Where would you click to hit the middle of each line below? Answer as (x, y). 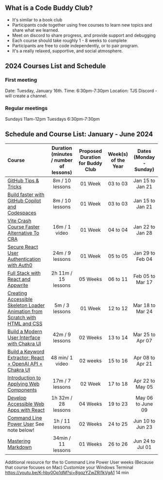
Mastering (19, 441)
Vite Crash (19, 221)
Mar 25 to (144, 334)
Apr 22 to (144, 381)
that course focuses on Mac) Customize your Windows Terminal (69, 467)
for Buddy (91, 163)
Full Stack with (24, 273)
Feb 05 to (144, 276)
